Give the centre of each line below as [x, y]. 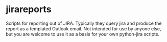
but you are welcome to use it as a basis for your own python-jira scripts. [83, 34]
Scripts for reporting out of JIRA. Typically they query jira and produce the [84, 23]
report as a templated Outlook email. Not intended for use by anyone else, [83, 28]
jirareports [29, 9]
